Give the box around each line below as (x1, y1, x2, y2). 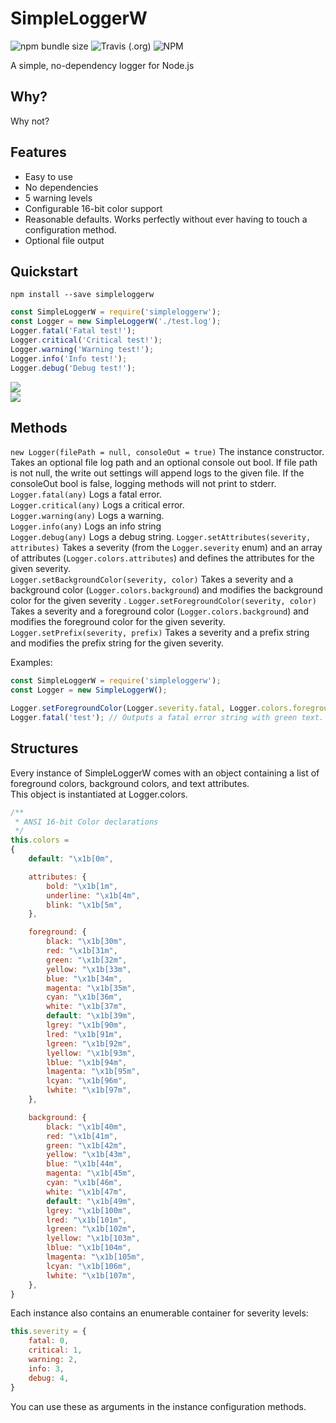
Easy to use (24, 170, 73, 182)
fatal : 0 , (28, 1336, 70, 1346)
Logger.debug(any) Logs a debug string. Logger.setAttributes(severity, (10, 531, 312, 543)
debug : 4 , (28, 1373, 70, 1383)
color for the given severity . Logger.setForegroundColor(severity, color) (10, 595, 317, 607)
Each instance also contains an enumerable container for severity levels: (10, 1307, 309, 1319)
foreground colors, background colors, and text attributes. (10, 777, 250, 789)
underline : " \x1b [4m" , (46, 890, 141, 901)
